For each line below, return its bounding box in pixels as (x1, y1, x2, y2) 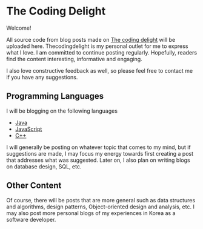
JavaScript (15, 125, 42, 133)
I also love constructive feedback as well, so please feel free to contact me (6, 67, 193, 74)
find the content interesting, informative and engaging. (6, 55, 142, 62)
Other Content (6, 181, 62, 191)
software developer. (6, 216, 56, 223)
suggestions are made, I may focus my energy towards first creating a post (6, 150, 194, 157)
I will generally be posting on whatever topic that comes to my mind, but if (6, 144, 191, 151)
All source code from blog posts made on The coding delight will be (6, 36, 176, 43)
